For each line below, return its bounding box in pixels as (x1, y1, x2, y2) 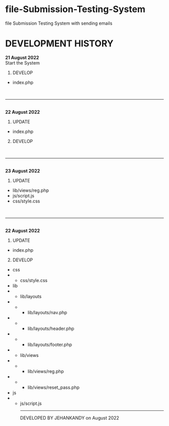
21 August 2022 (5, 54, 39, 60)
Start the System (5, 59, 40, 66)
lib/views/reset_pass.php (27, 384, 79, 390)
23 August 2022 (5, 168, 40, 174)
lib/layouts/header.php (27, 325, 74, 331)
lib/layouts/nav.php (27, 309, 67, 315)
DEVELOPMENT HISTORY (5, 38, 114, 49)
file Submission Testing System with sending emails (5, 20, 113, 26)
